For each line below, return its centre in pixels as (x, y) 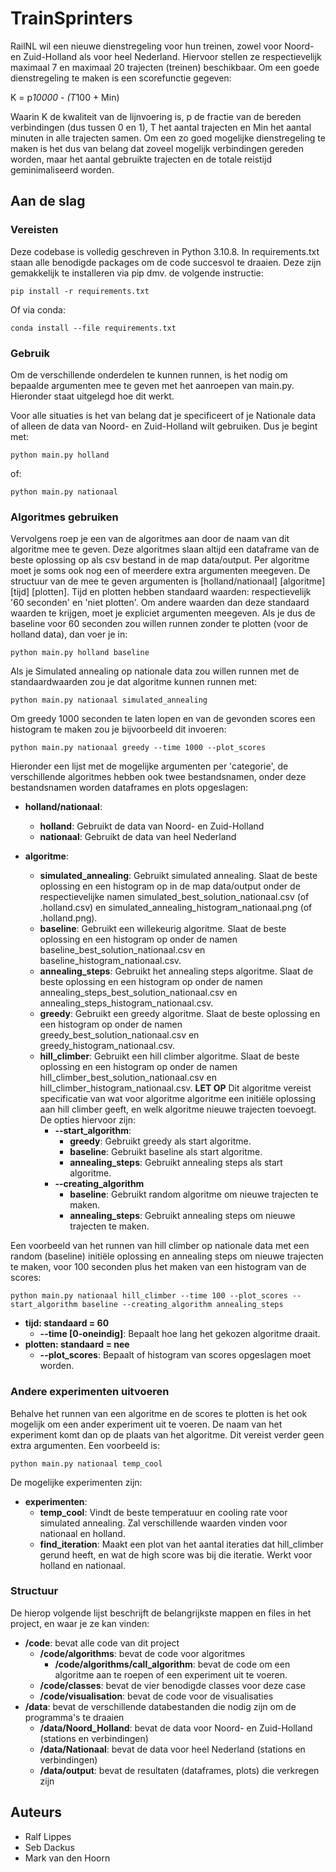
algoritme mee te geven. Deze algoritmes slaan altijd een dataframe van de (165, 549)
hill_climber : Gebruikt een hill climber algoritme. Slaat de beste (169, 1056)
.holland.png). (68, 918)
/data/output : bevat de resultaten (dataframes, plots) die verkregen (179, 1770)
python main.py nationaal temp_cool (86, 1463)
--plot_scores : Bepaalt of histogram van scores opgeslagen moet (175, 1355)
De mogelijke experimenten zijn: (76, 1482)
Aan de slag (48, 201)
